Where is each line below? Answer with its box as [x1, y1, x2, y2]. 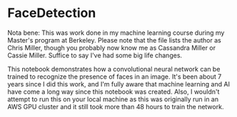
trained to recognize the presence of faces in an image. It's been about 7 [7, 72, 222, 81]
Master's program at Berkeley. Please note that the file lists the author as [7, 35, 221, 44]
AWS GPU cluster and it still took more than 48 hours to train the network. [7, 102, 224, 111]
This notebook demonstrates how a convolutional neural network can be [7, 65, 221, 73]
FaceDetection [7, 5, 96, 21]
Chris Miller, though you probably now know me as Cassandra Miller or [7, 43, 216, 52]
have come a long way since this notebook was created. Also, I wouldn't [7, 87, 220, 96]
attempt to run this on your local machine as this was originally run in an [7, 94, 219, 104]
